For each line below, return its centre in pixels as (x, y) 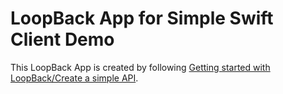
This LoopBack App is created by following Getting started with (140, 67)
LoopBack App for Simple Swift (142, 18)
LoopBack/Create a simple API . (74, 78)
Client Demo (62, 39)
